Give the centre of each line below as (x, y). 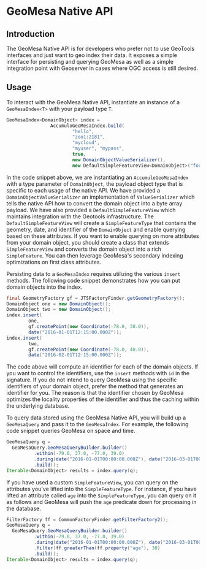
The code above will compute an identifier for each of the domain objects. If (102, 367)
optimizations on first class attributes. (54, 262)
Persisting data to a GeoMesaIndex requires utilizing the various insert (93, 273)
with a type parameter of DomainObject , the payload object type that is (95, 184)
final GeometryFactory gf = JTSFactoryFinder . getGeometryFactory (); (96, 298)
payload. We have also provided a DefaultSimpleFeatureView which (91, 210)
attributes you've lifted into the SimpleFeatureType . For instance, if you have (102, 489)
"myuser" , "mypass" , (98, 148)
